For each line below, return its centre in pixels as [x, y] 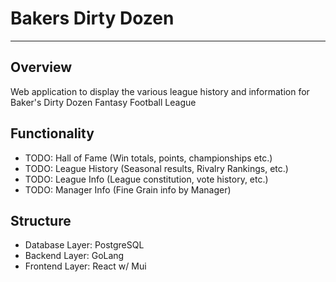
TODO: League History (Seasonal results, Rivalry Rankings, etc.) [156, 168]
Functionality [52, 133]
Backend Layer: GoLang [74, 256]
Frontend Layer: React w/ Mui [85, 266]
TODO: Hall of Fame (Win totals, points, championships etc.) [148, 158]
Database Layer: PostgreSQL [84, 245]
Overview [41, 67]
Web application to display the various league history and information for [160, 91]
